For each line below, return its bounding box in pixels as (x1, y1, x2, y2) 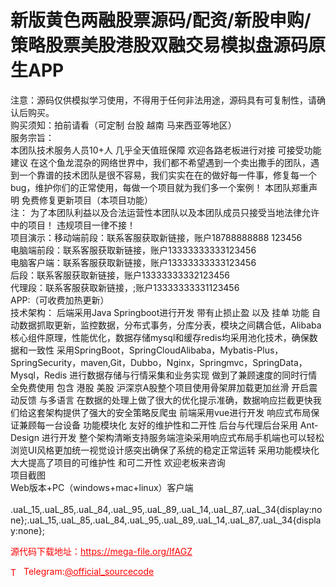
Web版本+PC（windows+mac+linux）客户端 (10, 481, 194, 493)
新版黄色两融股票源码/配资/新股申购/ (10, 9, 312, 32)
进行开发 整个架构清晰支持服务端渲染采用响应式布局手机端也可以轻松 (41, 431, 325, 443)
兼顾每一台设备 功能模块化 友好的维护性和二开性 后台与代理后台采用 (18, 419, 298, 431)
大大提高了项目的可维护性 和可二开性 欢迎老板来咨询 (10, 456, 226, 468)
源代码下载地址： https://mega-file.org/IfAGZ (10, 545, 193, 557)
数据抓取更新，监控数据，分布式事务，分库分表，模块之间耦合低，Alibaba (18, 319, 322, 331)
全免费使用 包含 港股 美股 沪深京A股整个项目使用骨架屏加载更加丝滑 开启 (10, 381, 310, 393)
